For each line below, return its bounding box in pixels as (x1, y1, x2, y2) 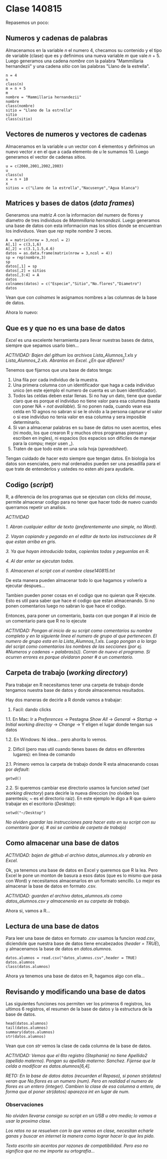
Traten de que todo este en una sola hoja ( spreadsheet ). (12, 446, 128, 452)
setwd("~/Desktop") (5, 810, 46, 815)
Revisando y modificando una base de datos (5, 987, 146, 996)
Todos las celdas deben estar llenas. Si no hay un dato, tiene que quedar (12, 393, 162, 399)
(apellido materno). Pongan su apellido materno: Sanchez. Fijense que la (5, 1058, 156, 1064)
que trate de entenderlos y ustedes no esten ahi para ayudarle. (5, 466, 135, 472)
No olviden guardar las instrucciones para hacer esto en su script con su (5, 819, 156, 825)
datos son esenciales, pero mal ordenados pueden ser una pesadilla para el (5, 461, 161, 467)
